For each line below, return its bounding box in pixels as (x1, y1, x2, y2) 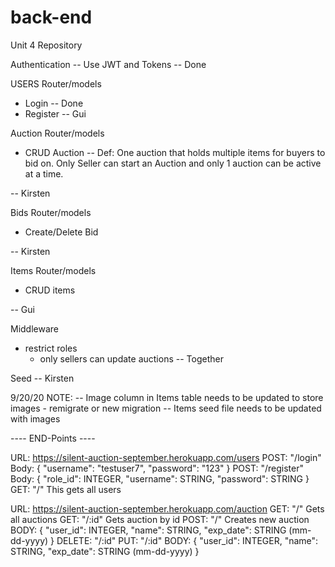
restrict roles (24, 342, 78, 354)
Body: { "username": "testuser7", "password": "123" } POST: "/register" (10, 462, 304, 474)
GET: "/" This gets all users (10, 483, 122, 495)
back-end (10, 6, 93, 29)
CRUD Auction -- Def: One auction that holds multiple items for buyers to (24, 146, 326, 158)
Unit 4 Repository (10, 39, 83, 51)
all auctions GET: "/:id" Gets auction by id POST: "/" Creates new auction (10, 513, 310, 525)
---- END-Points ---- (10, 432, 96, 444)
